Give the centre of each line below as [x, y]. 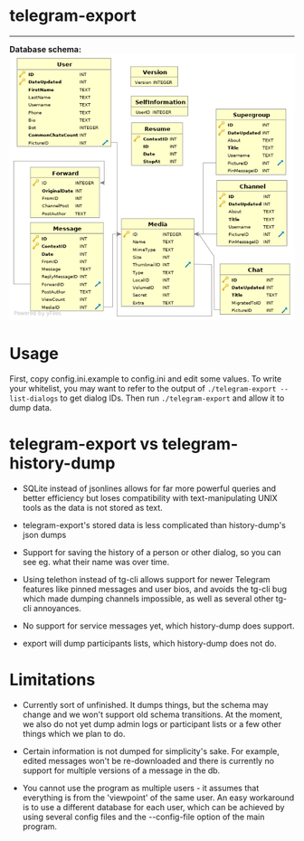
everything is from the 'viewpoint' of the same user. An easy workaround [158, 798]
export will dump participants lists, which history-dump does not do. [150, 644]
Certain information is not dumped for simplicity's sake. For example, [151, 751]
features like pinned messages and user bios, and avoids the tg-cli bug [155, 590]
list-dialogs [34, 399]
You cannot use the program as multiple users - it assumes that [141, 789]
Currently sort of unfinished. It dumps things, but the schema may [145, 705]
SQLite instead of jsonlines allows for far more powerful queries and [149, 488]
